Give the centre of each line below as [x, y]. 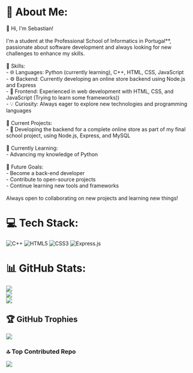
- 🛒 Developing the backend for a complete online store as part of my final [96, 129]
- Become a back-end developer [46, 173]
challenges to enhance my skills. [46, 53]
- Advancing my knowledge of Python [52, 154]
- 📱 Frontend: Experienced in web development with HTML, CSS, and [90, 91]
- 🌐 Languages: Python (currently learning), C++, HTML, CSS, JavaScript [95, 72]
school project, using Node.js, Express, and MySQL [68, 136]
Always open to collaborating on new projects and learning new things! [92, 198]
